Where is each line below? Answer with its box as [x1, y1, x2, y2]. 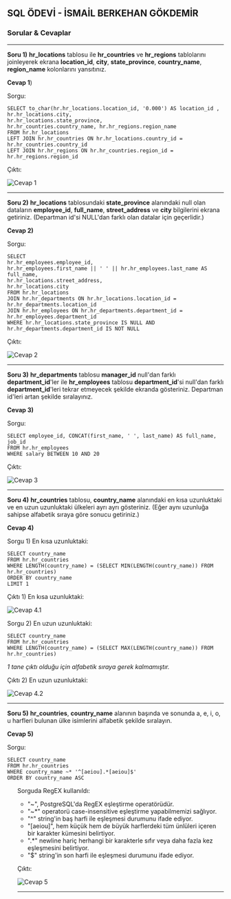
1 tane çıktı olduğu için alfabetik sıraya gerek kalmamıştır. [7, 662, 170, 670]
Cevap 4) [7, 523, 34, 531]
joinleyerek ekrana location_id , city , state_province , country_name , [7, 57, 202, 66]
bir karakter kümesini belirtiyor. [27, 829, 115, 837]
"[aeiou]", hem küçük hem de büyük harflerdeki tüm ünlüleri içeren [27, 821, 217, 830]
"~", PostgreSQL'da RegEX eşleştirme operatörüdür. [27, 800, 174, 808]
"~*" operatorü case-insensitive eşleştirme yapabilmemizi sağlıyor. [27, 807, 217, 815]
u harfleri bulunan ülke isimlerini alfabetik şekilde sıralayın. [7, 716, 173, 724]
